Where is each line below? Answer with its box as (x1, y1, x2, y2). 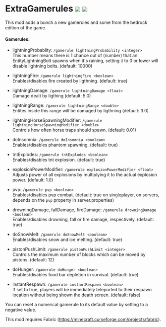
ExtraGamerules (5, 3, 73, 14)
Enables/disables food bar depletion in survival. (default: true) (12, 272, 139, 278)
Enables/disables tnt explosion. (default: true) (12, 157, 106, 163)
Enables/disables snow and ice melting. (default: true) (12, 237, 122, 243)
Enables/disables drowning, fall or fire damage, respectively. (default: (12, 217, 155, 223)
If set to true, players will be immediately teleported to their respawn (12, 287, 152, 293)
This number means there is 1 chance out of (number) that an (12, 53, 138, 59)
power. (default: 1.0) (12, 177, 54, 183)
